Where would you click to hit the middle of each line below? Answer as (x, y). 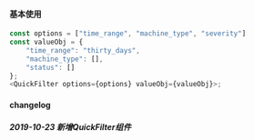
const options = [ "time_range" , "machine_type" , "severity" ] (128, 34)
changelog (30, 105)
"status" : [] (51, 67)
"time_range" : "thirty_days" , (83, 50)
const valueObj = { (46, 42)
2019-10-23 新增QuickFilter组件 (71, 126)
